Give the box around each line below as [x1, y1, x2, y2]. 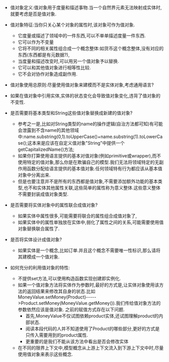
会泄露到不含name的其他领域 [17, 127, 79, 133]
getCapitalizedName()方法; [17, 146, 75, 152]
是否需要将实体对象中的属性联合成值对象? [10, 202, 98, 208]
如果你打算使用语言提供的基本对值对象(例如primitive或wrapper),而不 [17, 153, 161, 159]
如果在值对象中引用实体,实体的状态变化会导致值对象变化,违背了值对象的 [10, 93, 161, 99]
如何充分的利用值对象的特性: [10, 265, 70, 270]
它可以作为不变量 [17, 39, 54, 45]
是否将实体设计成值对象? [10, 237, 62, 242]
